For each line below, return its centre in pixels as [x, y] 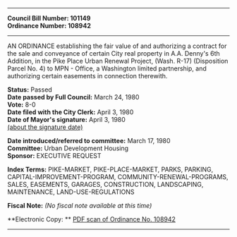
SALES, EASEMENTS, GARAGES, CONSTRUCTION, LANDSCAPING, [105, 184]
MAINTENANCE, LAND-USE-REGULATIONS [71, 192]
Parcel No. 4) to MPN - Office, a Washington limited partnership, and [107, 68]
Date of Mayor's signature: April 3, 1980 [66, 120]
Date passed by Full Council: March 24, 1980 [73, 97]
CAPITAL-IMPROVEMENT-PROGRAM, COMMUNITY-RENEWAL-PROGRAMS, [118, 177]
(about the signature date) [45, 127]
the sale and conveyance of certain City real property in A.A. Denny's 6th [114, 53]
